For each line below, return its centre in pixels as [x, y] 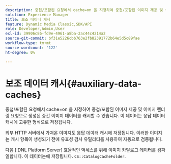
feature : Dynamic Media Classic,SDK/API [49, 24]
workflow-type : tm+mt [28, 43]
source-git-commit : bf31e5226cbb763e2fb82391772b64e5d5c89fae [73, 39]
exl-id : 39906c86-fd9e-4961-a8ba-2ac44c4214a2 [55, 34]
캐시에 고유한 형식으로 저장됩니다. [39, 122]
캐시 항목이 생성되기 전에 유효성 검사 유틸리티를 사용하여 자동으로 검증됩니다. [87, 139]
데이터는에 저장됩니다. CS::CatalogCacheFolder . [78, 156]
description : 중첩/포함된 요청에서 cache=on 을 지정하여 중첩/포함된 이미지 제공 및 [84, 10]
